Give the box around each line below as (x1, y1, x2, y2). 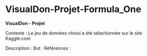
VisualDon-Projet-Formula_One (5, 4, 141, 15)
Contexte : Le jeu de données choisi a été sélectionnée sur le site (5, 30, 142, 36)
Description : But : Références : (5, 45, 71, 51)
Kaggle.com (5, 35, 31, 41)
